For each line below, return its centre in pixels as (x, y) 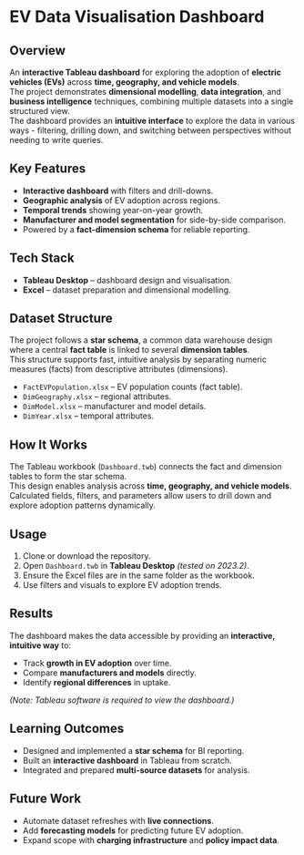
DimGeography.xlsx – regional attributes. (97, 397)
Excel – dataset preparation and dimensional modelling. (127, 290)
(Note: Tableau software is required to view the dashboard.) (122, 700)
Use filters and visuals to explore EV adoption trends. (122, 585)
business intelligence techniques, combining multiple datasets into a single (152, 101)
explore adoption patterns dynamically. (83, 505)
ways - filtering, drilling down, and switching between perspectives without (151, 130)
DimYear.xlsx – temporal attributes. (88, 416)
